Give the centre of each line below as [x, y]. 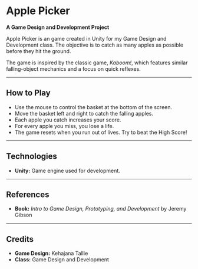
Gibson [23, 215]
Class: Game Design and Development [62, 260]
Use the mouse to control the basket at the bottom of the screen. [93, 107]
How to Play [29, 93]
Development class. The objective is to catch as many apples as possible [95, 45]
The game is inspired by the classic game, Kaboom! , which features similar [97, 63]
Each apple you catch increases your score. [68, 120]
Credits [20, 239]
